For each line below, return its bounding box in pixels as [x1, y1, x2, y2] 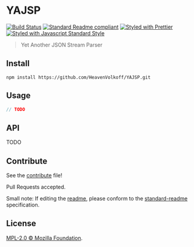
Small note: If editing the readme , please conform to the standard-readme [6, 195, 188, 202]
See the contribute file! [6, 172, 63, 179]
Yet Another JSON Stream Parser [20, 41, 103, 48]
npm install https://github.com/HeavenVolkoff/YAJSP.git [6, 74, 151, 81]
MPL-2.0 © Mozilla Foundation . [6, 234, 83, 242]
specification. [6, 201, 40, 209]
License [6, 218, 36, 229]
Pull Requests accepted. [6, 183, 66, 191]
